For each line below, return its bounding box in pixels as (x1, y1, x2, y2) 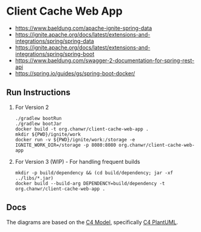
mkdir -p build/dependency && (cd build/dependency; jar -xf (15, 169, 174, 176)
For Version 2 (15, 104, 49, 111)
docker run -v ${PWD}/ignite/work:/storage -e (15, 136, 135, 142)
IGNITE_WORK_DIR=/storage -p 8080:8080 (15, 142, 117, 148)
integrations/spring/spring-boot (15, 50, 95, 57)
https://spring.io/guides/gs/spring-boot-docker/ (15, 69, 135, 77)
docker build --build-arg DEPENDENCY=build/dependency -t (15, 180, 165, 186)
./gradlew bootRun (15, 115, 62, 121)
